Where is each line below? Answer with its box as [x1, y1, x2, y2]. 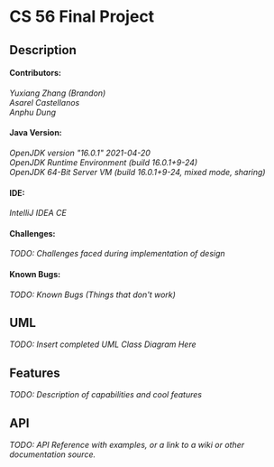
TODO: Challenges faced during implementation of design [9, 248, 225, 259]
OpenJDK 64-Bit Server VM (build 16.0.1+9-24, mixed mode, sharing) [9, 166, 266, 177]
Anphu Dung [9, 107, 57, 117]
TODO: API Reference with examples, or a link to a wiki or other [9, 440, 245, 451]
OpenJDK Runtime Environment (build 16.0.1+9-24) [9, 156, 198, 168]
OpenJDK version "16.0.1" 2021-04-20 [9, 147, 151, 158]
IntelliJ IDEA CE [9, 208, 68, 219]
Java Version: [9, 127, 63, 138]
